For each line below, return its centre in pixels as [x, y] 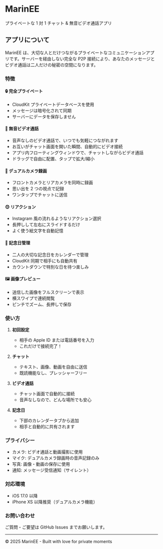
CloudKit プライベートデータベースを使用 [53, 104]
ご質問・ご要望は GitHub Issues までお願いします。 [56, 527]
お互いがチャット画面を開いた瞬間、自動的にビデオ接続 [67, 147]
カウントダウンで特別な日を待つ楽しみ [50, 267]
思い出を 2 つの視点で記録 [38, 189]
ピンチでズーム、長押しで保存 [42, 304]
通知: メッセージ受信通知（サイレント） [51, 470]
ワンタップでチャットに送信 [40, 195]
